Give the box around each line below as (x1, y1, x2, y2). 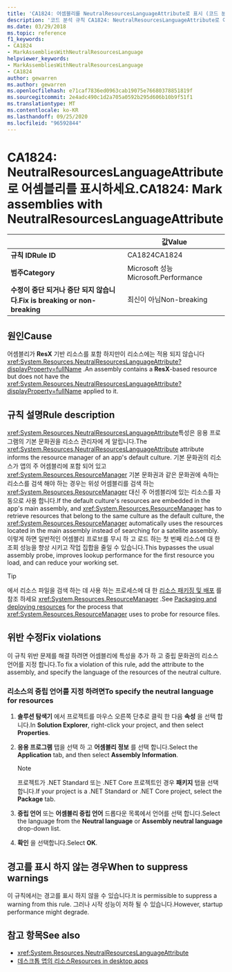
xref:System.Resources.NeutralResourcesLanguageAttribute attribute (7, 445, 204, 454)
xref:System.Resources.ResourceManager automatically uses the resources (7, 519, 223, 527)
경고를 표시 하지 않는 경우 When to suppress (7, 860, 188, 873)
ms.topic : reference (7, 29, 67, 37)
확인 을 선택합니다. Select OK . (17, 839, 98, 847)
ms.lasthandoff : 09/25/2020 (7, 113, 88, 120)
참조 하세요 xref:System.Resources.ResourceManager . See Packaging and (7, 595, 217, 603)
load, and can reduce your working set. (7, 558, 119, 567)
